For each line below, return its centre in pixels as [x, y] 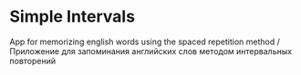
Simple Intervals [72, 17]
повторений [33, 61]
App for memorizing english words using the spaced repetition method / [145, 42]
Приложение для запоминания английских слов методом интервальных [151, 51]
